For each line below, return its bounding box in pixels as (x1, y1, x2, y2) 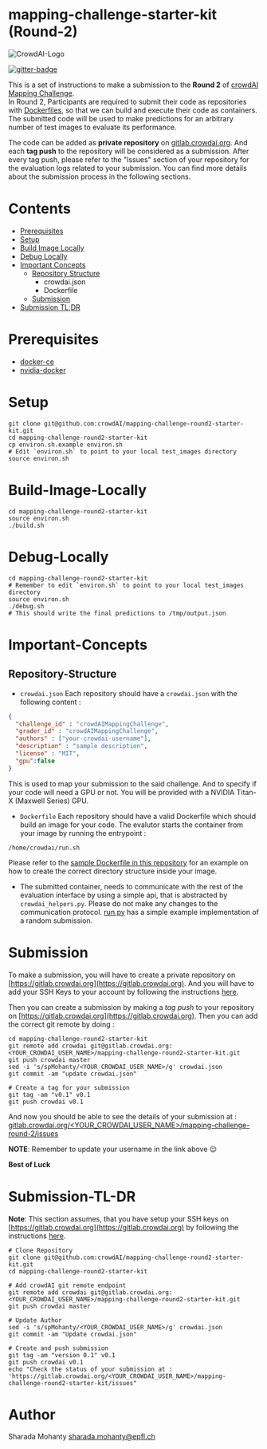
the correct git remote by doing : (8, 1019, 115, 1029)
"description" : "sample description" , (15, 742, 148, 750)
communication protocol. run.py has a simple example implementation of (19, 907, 259, 917)
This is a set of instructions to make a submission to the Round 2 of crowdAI (8, 80, 259, 89)
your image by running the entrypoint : (19, 828, 147, 837)
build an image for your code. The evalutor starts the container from (19, 820, 244, 829)
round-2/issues (8, 1128, 59, 1138)
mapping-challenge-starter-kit (8, 6, 218, 24)
